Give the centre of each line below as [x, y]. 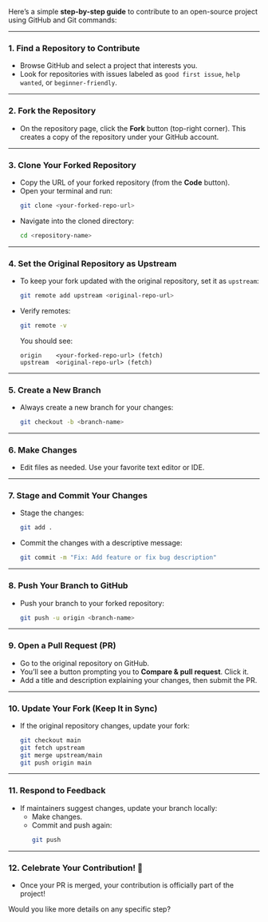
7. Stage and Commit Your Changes [78, 496]
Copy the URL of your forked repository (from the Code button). [125, 182]
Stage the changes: [52, 513]
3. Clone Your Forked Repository [73, 165]
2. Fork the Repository [52, 111]
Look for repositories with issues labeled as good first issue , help [130, 74]
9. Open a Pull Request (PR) [62, 645]
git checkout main [50, 740]
